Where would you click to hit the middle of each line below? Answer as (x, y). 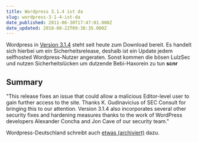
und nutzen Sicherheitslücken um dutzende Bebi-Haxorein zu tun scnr (92, 64)
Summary (25, 82)
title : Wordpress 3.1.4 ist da (45, 11)
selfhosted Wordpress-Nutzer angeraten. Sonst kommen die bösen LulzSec (98, 57)
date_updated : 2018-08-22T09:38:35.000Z (57, 28)
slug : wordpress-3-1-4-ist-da (43, 17)
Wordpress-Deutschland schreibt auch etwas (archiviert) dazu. (83, 133)
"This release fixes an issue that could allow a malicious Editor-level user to (98, 96)
